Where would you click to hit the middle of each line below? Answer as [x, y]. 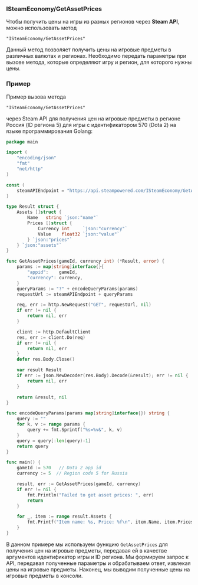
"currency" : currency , [55, 277]
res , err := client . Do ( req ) [51, 337]
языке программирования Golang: [49, 131]
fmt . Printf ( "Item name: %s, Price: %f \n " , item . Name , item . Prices [110, 522]
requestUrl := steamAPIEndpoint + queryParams [75, 294]
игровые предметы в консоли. [44, 576]
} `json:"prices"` [50, 240]
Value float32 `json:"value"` [78, 234]
